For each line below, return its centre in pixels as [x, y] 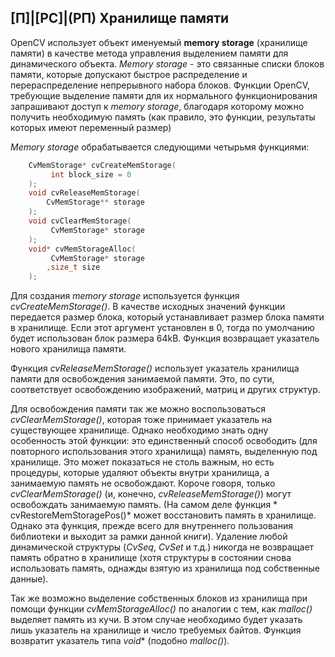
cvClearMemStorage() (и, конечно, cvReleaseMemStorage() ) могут [151, 494]
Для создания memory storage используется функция [125, 296]
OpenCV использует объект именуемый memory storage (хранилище [159, 42]
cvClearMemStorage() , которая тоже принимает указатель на [141, 420]
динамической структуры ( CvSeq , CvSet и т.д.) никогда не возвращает [162, 547]
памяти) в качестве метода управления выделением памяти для [149, 53]
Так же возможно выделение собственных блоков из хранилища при [159, 598]
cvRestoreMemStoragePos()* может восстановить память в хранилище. [163, 515]
